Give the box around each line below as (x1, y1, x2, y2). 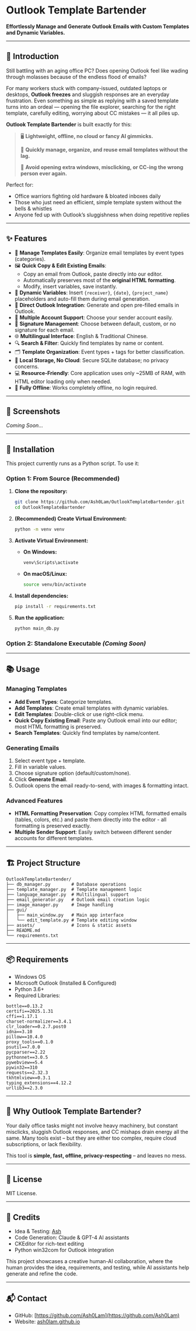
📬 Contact (6, 1294, 47, 1304)
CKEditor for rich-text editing (14, 1240, 85, 1247)
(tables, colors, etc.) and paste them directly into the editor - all (14, 816, 167, 823)
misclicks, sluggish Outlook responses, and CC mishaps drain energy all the (6, 1128, 188, 1135)
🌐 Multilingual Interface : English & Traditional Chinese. (14, 332, 148, 339)
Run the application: (14, 614, 65, 621)
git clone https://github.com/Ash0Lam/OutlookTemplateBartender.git (14, 499, 185, 505)
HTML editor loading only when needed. (14, 378, 112, 385)
